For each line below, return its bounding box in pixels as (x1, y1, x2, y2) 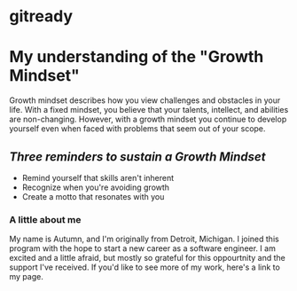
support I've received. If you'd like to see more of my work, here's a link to (9, 262, 281, 272)
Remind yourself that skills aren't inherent (21, 172, 175, 183)
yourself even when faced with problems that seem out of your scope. (9, 123, 266, 134)
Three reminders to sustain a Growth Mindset (9, 149, 266, 164)
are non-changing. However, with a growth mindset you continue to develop (9, 114, 287, 125)
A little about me (9, 213, 82, 225)
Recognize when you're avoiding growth (21, 182, 170, 193)
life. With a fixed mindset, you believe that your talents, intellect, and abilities (9, 105, 289, 115)
